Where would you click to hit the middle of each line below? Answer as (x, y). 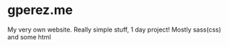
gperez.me (40, 10)
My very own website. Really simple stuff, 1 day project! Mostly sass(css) (114, 29)
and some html (29, 36)
